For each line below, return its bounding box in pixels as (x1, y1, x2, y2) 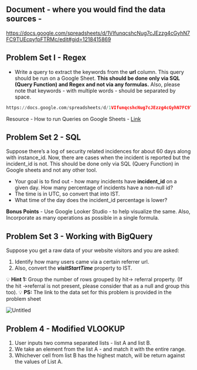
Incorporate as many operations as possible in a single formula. (6, 214, 159, 221)
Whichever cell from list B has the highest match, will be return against (14, 352, 185, 359)
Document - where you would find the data (6, 5, 166, 15)
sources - (6, 14, 42, 24)
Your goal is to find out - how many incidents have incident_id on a (14, 178, 177, 185)
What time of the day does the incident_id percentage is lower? (14, 197, 168, 204)
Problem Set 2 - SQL (6, 132, 81, 142)
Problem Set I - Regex (6, 53, 87, 63)
